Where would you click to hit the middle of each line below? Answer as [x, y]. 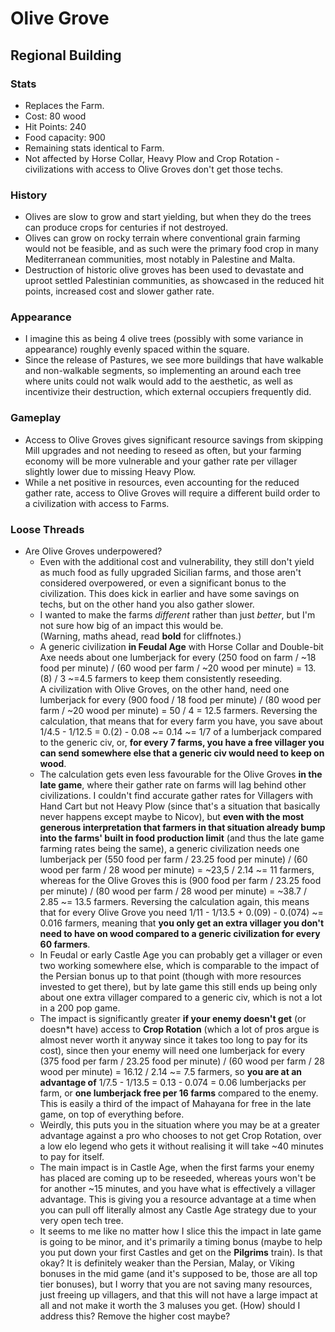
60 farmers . [65, 944]
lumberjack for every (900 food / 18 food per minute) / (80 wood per [180, 700]
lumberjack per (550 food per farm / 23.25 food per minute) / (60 [173, 859]
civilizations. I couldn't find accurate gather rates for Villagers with [176, 796]
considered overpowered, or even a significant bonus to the [163, 583]
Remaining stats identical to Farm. [94, 148]
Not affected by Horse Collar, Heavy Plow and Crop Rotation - [152, 158]
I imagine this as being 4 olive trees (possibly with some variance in [164, 339]
